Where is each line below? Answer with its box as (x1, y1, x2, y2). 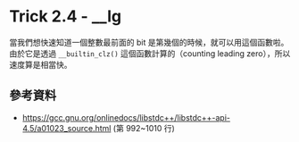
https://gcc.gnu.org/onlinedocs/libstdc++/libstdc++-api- (21, 112, 230, 122)
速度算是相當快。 (9, 59, 72, 70)
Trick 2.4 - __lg (9, 6, 122, 27)
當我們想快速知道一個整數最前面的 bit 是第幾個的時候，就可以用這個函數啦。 (9, 37, 289, 47)
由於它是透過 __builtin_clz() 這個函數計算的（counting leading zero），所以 (9, 47, 291, 59)
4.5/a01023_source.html (21, 122, 112, 133)
